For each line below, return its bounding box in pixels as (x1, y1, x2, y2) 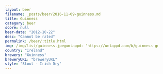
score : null (5, 25, 29, 30)
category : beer (5, 20, 36, 26)
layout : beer (5, 7, 32, 12)
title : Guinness (5, 16, 38, 21)
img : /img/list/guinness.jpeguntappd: (5, 43, 83, 48)
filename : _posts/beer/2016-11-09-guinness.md (5, 12, 101, 17)
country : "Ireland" (5, 48, 45, 53)
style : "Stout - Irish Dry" (5, 61, 62, 66)
